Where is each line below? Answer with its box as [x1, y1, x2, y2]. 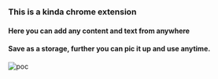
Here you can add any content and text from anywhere [8, 26, 190, 36]
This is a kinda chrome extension [8, 6, 137, 17]
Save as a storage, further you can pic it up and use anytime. [8, 44, 211, 54]
